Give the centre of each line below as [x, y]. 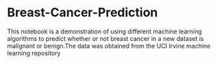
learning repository [34, 53]
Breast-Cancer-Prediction [82, 13]
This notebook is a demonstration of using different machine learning [104, 31]
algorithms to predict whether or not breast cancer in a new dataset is [105, 38]
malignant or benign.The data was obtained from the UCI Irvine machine [109, 46]
